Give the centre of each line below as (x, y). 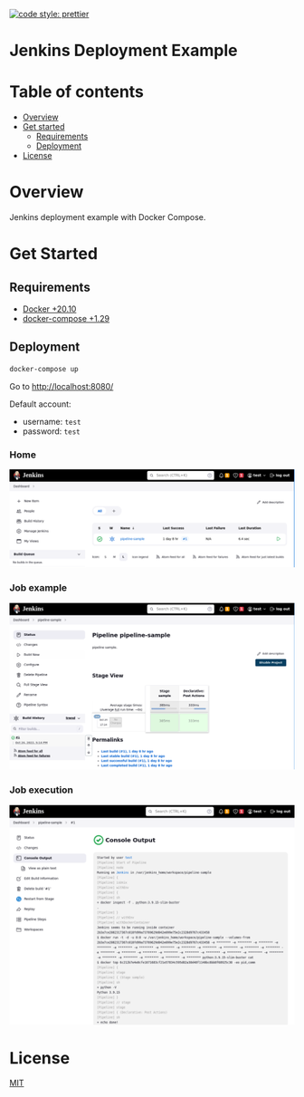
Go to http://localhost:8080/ (62, 386)
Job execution (42, 790)
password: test (51, 431)
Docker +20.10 (49, 309)
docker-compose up (44, 369)
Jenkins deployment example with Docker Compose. (108, 217)
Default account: (40, 404)
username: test (52, 421)
